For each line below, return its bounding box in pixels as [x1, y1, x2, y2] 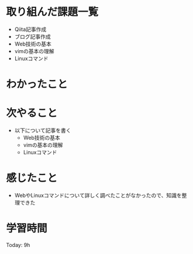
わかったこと [6, 78, 68, 91]
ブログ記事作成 [14, 33, 51, 40]
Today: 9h [6, 241, 30, 248]
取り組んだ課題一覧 [6, 5, 99, 19]
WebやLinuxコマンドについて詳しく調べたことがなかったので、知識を [14, 192, 182, 199]
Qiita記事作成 [14, 26, 47, 33]
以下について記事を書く [14, 127, 71, 134]
